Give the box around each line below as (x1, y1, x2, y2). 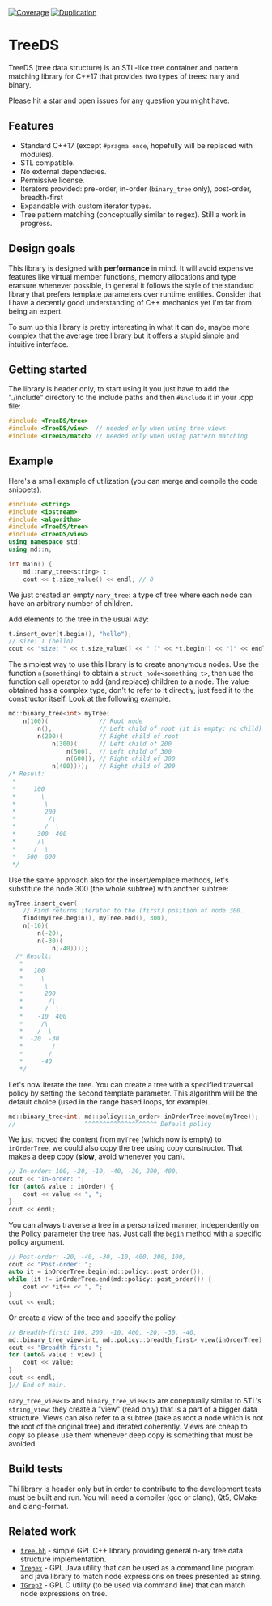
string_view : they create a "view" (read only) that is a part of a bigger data (8, 1404, 257, 1414)
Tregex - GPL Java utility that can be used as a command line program (19, 1563, 255, 1573)
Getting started (8, 362, 87, 376)
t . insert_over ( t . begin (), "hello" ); (8, 630, 132, 638)
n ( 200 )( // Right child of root (37, 732, 180, 741)
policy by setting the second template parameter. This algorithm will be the (8, 1088, 257, 1098)
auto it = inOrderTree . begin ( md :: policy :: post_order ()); (8, 1268, 205, 1276)
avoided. (8, 1438, 38, 1448)
